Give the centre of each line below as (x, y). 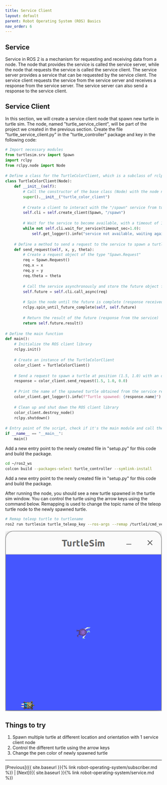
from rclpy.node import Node (35, 165)
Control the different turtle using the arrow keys (61, 748)
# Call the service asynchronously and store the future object (91, 286)
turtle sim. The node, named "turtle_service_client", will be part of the (76, 124)
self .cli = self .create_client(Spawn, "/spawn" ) (74, 213)
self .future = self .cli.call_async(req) (65, 292)
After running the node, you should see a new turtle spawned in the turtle (80, 493)
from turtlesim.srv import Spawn (40, 155)
